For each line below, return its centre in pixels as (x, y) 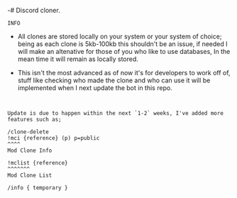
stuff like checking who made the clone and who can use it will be (114, 80)
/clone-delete (28, 132)
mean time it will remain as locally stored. (78, 59)
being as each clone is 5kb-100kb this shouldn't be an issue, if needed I (123, 44)
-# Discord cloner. (34, 10)
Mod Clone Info (30, 150)
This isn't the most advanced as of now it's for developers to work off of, (124, 73)
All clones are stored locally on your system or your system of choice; (120, 36)
